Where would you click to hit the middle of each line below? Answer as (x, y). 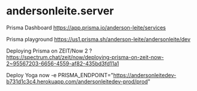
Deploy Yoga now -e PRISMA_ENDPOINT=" (60, 75)
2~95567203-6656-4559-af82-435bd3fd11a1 (62, 63)
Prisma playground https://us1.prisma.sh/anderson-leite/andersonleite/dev (98, 39)
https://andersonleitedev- (145, 75)
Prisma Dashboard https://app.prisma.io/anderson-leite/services (86, 28)
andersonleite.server (60, 11)
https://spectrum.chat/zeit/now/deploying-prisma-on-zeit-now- (85, 57)
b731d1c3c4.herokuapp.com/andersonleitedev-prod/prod (77, 81)
